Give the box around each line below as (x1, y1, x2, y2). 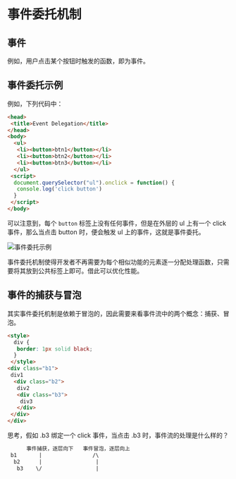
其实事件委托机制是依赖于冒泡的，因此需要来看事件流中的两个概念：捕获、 (7, 309, 223, 317)
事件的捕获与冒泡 (7, 289, 82, 301)
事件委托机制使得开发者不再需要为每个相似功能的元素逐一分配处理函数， (7, 257, 217, 266)
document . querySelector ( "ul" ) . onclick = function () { (13, 179, 175, 186)
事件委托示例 (7, 79, 63, 92)
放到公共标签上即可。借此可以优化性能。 (25, 266, 143, 275)
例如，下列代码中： (7, 99, 63, 108)
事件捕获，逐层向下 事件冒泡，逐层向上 (25, 445, 130, 452)
